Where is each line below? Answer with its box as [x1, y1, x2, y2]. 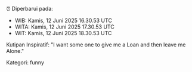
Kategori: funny [6, 59, 45, 66]
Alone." [6, 48, 24, 54]
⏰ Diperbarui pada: [6, 5, 54, 12]
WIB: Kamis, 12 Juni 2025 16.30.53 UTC [14, 17, 112, 24]
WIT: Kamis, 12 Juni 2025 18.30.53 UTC [14, 30, 112, 36]
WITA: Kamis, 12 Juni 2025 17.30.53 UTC [14, 23, 114, 30]
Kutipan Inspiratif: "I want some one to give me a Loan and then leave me [6, 41, 186, 48]
